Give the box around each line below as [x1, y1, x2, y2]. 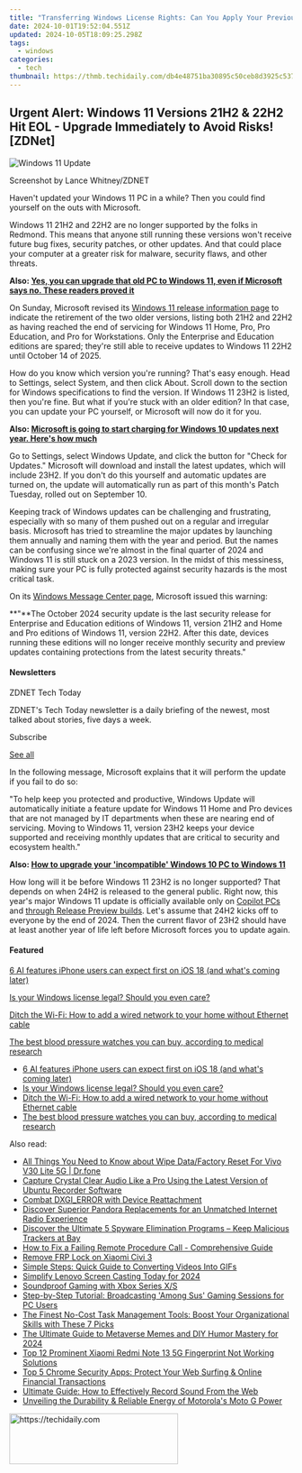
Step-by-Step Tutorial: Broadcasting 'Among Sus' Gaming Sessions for [22, 1290, 285, 1301]
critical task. [9, 573, 55, 584]
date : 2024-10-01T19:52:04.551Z [9, 22, 130, 31]
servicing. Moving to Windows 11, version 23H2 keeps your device [9, 822, 254, 833]
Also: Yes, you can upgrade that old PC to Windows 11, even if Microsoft [9, 275, 283, 286]
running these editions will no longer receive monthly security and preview [9, 636, 286, 647]
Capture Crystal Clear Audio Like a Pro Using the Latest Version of [22, 1175, 268, 1185]
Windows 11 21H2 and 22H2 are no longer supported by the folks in [9, 219, 258, 230]
